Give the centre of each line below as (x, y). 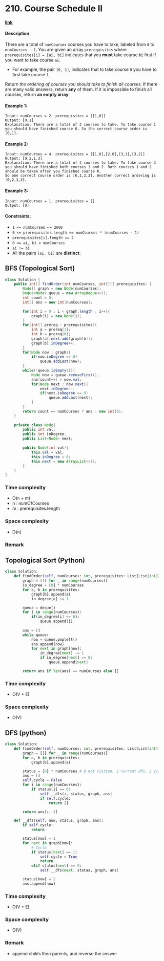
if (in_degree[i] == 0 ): (55, 617)
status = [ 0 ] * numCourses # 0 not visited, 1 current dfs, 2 (87, 771)
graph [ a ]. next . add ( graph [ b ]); (62, 339)
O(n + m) (21, 498)
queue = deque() (39, 608)
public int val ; (39, 430)
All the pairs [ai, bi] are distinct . (46, 253)
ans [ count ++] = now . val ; (56, 379)
